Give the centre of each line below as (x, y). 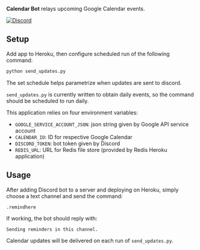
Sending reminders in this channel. (52, 229)
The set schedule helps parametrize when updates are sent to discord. (94, 83)
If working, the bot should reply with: (52, 218)
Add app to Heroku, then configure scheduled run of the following (88, 54)
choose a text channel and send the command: (64, 196)
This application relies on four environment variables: (72, 112)
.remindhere (21, 207)
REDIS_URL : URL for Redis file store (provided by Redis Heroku (91, 149)
